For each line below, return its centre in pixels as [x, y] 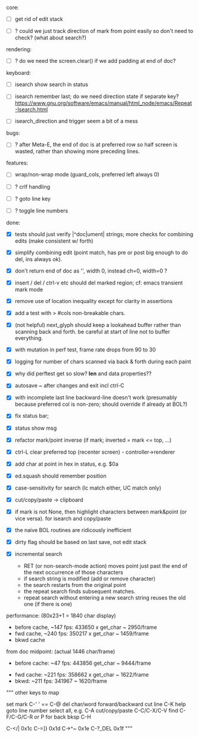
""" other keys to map [33, 693]
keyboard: [18, 73]
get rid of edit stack [39, 19]
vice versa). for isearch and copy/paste [63, 519]
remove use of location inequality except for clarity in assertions [94, 301]
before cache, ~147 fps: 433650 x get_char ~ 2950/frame [86, 627]
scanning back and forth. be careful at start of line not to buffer [92, 332]
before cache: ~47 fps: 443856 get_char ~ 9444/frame [83, 663]
